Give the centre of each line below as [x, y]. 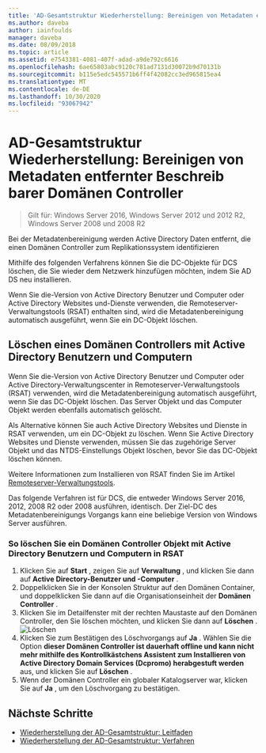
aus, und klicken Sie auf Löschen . [76, 672]
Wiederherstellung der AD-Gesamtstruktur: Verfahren [107, 740]
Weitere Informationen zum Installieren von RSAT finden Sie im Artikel [122, 474]
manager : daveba [35, 38]
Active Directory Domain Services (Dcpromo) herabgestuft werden [132, 663]
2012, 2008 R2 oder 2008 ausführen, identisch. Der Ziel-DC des [113, 506]
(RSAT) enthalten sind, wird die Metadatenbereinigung [155, 312]
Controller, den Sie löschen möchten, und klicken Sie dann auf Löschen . [139, 621]
